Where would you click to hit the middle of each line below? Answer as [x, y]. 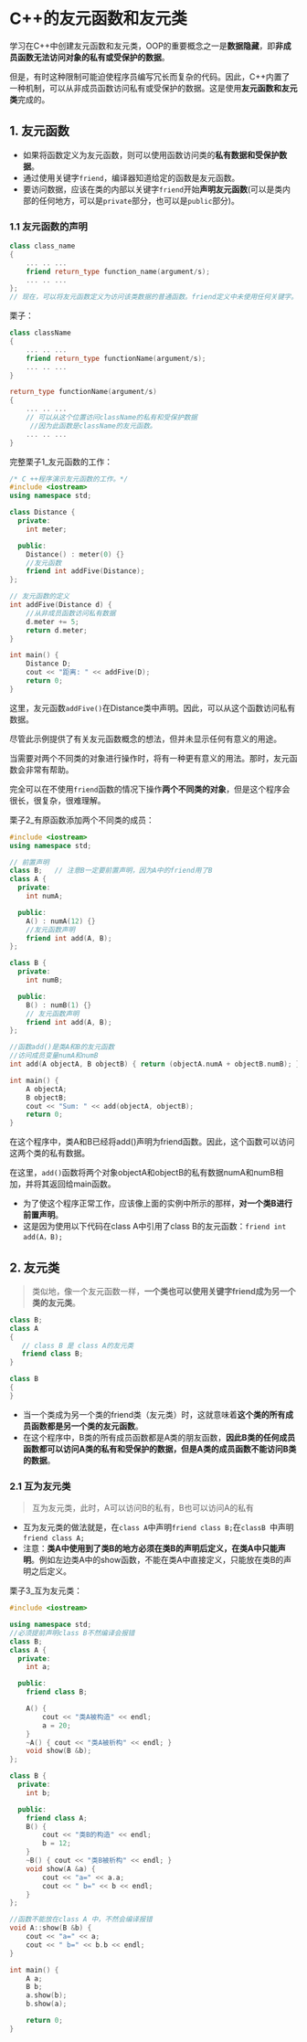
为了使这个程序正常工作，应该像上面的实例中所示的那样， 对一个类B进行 [158, 1204]
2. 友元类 [35, 1267]
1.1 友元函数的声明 [49, 227]
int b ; [38, 1792]
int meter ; [47, 529]
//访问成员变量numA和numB [54, 1056]
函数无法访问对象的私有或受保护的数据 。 [93, 57]
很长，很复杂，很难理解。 [58, 800]
